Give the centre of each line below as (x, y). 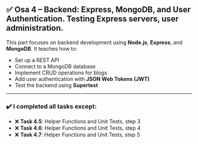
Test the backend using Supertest (56, 85)
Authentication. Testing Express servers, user (92, 19)
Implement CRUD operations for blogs (61, 73)
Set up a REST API (37, 60)
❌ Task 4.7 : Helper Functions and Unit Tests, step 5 (77, 135)
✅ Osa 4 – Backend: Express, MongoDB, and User (98, 10)
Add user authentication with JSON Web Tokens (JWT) (82, 78)
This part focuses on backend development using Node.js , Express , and (94, 42)
